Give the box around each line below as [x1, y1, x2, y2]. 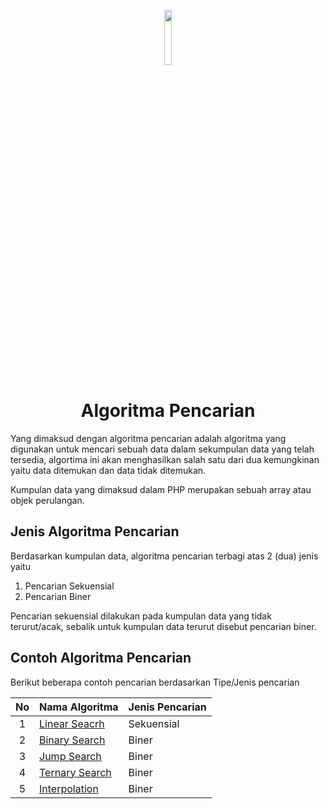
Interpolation [39, 781, 99, 795]
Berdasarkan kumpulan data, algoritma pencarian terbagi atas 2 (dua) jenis [10, 550, 319, 562]
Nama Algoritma [39, 700, 119, 714]
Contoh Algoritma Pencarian [10, 650, 192, 667]
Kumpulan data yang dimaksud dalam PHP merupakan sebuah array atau [10, 483, 312, 495]
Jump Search [39, 749, 102, 763]
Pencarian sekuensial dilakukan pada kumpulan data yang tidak [10, 610, 272, 622]
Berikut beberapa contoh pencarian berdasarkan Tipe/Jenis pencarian [10, 676, 300, 688]
